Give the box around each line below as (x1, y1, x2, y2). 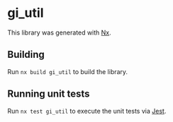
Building (7, 49, 45, 61)
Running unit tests (7, 88, 90, 100)
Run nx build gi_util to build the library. (7, 67, 128, 75)
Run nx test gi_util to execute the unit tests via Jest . (7, 106, 167, 115)
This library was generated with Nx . (7, 28, 111, 37)
